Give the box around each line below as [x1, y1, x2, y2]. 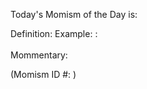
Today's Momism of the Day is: [10, 9, 138, 20]
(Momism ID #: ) [10, 69, 77, 80]
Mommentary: [10, 49, 68, 61]
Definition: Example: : [10, 28, 98, 39]
